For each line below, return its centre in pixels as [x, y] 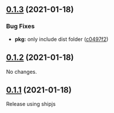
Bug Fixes [21, 26]
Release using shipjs [31, 104]
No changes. [21, 71]
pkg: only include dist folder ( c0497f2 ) [61, 39]
